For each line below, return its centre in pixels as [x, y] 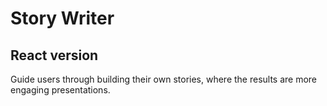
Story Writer [62, 18]
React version [54, 55]
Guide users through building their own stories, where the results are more [164, 79]
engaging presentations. [60, 90]
